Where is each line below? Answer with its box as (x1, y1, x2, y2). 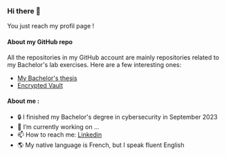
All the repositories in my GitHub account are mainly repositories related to (7, 53, 220, 61)
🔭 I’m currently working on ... (17, 122, 100, 130)
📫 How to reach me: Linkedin (17, 130, 102, 139)
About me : (7, 97, 40, 106)
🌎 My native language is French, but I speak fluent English (17, 141, 185, 149)
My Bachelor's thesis (17, 74, 77, 82)
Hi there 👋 (7, 6, 41, 16)
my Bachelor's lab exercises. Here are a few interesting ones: (7, 60, 182, 68)
